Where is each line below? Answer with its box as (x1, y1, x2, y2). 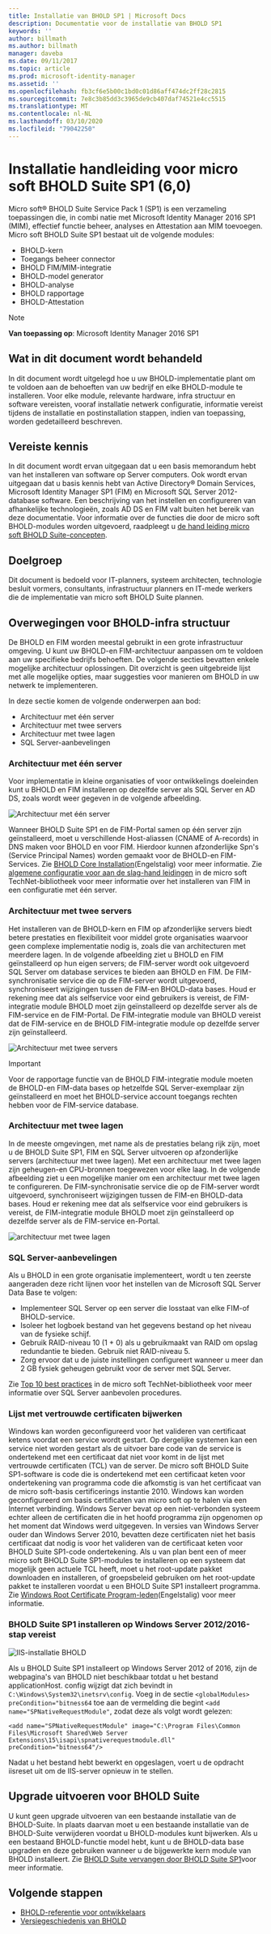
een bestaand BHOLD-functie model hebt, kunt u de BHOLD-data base (8, 1837, 244, 1846)
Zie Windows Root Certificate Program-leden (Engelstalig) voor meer (8, 1590, 236, 1600)
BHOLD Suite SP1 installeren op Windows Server (8, 1619, 202, 1630)
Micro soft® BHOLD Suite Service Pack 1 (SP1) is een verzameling (8, 203, 227, 213)
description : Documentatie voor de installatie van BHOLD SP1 (8, 19, 222, 28)
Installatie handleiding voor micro (8, 160, 239, 178)
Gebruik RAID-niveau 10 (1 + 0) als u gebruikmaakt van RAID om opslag (19, 1338, 258, 1347)
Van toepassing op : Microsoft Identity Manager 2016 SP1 (8, 328, 200, 338)
